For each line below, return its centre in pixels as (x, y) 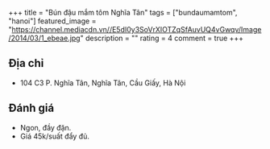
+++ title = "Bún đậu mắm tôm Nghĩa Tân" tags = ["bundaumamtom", (123, 12)
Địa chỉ (26, 63)
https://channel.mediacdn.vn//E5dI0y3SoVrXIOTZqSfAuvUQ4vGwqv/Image (137, 29)
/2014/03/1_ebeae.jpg (44, 38)
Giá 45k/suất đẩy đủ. (55, 136)
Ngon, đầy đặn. (46, 127)
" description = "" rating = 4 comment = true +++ (162, 38)
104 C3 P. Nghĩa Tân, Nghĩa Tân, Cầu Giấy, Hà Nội (103, 83)
